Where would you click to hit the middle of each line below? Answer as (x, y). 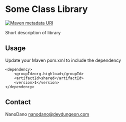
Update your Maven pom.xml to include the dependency (63, 60)
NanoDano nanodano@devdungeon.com (47, 114)
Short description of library (33, 32)
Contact (18, 102)
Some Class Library (46, 9)
